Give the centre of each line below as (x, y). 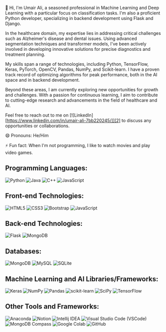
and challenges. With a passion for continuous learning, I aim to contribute (82, 95)
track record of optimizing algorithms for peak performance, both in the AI (81, 75)
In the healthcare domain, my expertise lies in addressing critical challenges (83, 33)
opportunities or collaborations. (37, 126)
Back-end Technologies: (44, 224)
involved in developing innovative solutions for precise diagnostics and (78, 49)
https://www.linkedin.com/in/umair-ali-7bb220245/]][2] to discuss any (79, 120)
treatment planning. (25, 54)
